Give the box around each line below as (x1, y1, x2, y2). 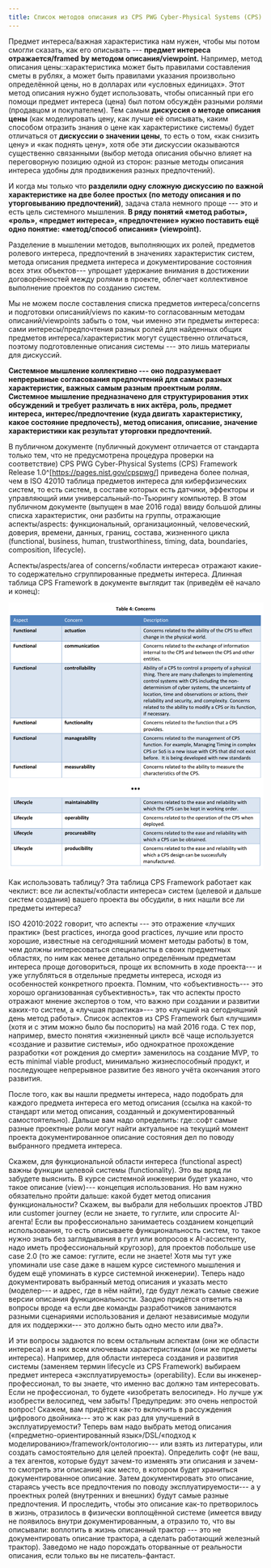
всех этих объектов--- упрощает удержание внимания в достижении (8, 266, 249, 275)
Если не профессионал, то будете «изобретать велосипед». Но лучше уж (8, 1387, 263, 1397)
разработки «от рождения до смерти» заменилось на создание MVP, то (8, 1048, 259, 1058)
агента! (8, 1217, 34, 1226)
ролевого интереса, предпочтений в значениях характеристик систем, (8, 248, 255, 258)
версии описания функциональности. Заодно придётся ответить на (8, 1294, 243, 1304)
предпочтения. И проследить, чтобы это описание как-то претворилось (8, 1499, 259, 1509)
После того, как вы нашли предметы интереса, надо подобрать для (8, 1090, 243, 1099)
